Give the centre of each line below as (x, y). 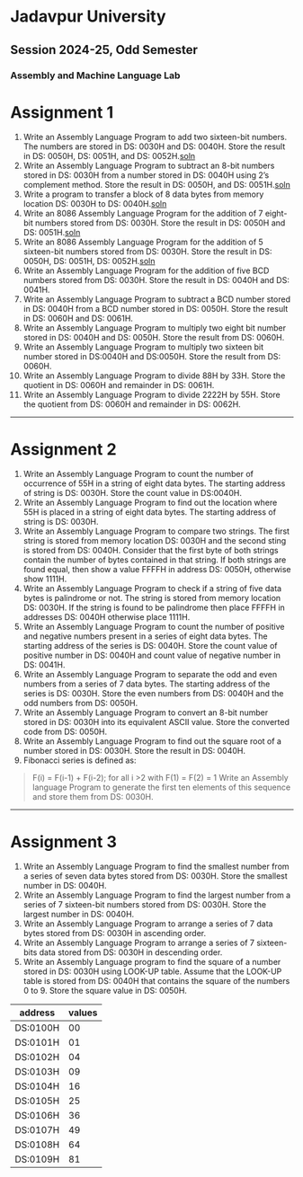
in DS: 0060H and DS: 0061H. (78, 319)
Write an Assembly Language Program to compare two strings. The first (156, 531)
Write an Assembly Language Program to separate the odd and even (150, 675)
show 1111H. (45, 579)
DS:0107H (37, 1130)
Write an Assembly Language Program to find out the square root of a (152, 741)
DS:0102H (37, 1058)
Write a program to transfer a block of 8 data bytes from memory (143, 194)
